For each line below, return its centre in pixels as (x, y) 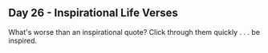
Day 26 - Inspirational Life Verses (93, 13)
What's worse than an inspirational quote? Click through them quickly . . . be (134, 32)
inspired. (23, 40)
